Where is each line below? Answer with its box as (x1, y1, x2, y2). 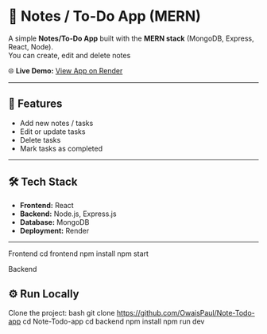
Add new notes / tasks (19, 118, 94, 128)
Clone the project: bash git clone (8, 308, 115, 318)
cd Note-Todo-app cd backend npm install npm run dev (22, 316, 205, 326)
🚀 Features (8, 97, 63, 111)
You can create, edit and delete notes (8, 50, 131, 60)
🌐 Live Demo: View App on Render (8, 65, 123, 75)
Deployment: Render (19, 226, 90, 235)
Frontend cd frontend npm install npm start (8, 249, 149, 258)
